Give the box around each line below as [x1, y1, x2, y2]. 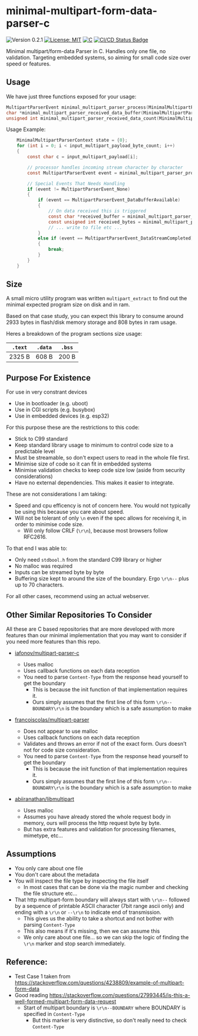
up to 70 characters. [14, 581, 64, 588]
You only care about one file [14, 864, 84, 871]
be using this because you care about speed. [14, 509, 125, 516]
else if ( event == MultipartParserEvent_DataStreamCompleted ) [37, 235, 194, 241]
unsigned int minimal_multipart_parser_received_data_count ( [6, 115, 160, 122]
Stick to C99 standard [14, 435, 68, 442]
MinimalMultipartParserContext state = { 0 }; [16, 137, 128, 143]
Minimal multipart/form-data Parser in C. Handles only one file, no [6, 47, 166, 54]
